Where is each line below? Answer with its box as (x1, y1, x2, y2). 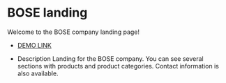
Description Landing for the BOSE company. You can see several (17, 54, 204, 63)
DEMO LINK (17, 41, 52, 49)
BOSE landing (7, 5, 88, 21)
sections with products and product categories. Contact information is (17, 62, 220, 70)
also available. (17, 69, 59, 77)
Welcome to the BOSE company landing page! (7, 28, 140, 36)
